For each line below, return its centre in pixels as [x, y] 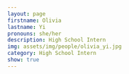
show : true [23, 60]
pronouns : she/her [34, 33]
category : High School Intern [52, 54]
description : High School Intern [57, 40]
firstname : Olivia [34, 20]
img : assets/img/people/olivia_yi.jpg [64, 47]
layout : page [27, 14]
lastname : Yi [27, 27]
